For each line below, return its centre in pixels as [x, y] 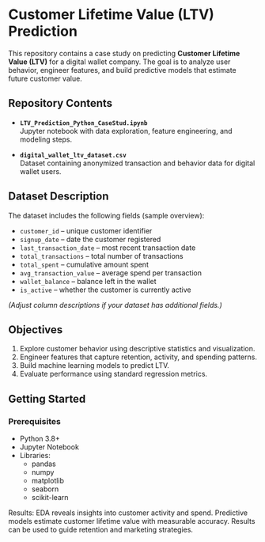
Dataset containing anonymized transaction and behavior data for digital [137, 163]
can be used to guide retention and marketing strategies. [101, 530]
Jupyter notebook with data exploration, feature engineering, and [126, 131]
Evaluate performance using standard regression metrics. [114, 374]
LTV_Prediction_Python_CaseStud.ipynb [83, 123]
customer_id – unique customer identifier [86, 230]
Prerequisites [34, 421]
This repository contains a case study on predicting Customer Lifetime [124, 53]
